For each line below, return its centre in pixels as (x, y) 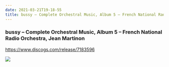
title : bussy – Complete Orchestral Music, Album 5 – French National (81, 15)
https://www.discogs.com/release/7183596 (50, 49)
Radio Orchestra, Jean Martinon (45, 38)
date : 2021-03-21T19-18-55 (33, 10)
